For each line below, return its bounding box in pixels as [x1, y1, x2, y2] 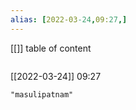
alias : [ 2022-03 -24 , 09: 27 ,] [10, 14, 128, 25]
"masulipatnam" [10, 89, 74, 100]
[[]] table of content [10, 42, 92, 54]
